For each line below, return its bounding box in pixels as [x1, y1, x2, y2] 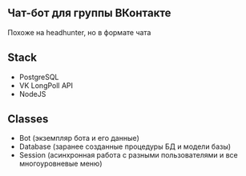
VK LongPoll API [18, 80, 74, 90]
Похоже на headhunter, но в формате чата [7, 27, 151, 37]
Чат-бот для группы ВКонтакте [7, 6, 171, 20]
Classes [7, 112, 49, 126]
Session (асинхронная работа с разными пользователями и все [18, 150, 238, 160]
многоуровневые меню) [18, 159, 103, 169]
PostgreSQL [18, 72, 59, 82]
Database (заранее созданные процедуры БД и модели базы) [18, 142, 232, 151]
